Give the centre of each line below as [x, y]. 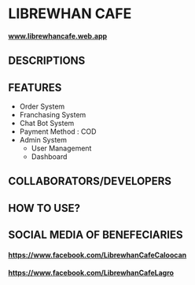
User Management [61, 148]
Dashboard [49, 156]
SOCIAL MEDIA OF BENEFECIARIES [96, 235]
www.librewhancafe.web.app [58, 35]
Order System [42, 106]
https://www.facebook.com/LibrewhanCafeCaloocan [97, 255]
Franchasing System [53, 114]
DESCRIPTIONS [47, 61]
